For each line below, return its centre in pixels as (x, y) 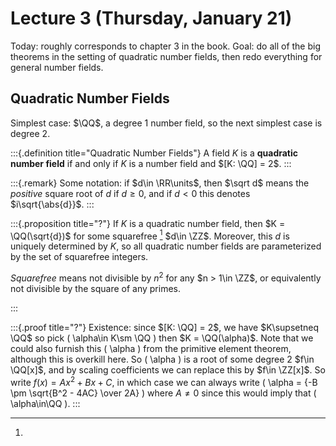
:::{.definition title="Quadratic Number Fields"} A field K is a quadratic (154, 153)
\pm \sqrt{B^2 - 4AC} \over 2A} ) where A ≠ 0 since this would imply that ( (163, 393)
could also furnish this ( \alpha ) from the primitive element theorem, (151, 349)
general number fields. (57, 67)
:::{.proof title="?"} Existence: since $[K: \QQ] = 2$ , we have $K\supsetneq (165, 328)
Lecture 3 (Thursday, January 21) (151, 18)
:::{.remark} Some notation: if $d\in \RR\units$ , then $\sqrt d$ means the (160, 183)
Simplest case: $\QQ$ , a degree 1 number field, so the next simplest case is (166, 123)
